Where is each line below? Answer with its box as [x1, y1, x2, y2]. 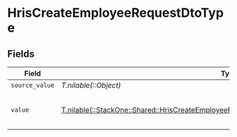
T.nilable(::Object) [61, 81, 121, 90]
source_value [11, 81, 55, 89]
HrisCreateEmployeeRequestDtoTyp [7, 5, 224, 21]
